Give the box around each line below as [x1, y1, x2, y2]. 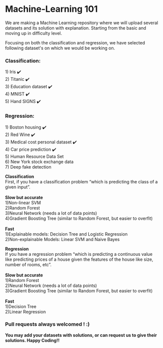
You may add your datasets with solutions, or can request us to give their [5, 332, 157, 338]
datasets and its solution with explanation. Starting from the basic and [5, 25, 146, 31]
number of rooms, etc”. [5, 261, 52, 267]
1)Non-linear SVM [5, 200, 41, 206]
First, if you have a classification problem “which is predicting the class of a [5, 178, 158, 184]
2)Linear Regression [5, 309, 46, 314]
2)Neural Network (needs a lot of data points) [5, 282, 97, 288]
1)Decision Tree [5, 303, 37, 309]
